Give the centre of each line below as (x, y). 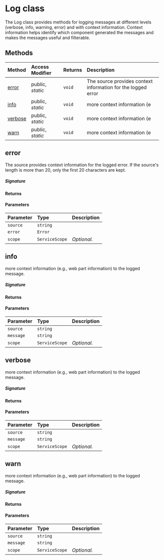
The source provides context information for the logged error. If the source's (82, 165)
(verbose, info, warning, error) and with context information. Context (74, 27)
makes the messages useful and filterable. (48, 38)
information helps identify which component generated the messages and (79, 32)
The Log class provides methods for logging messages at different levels (78, 22)
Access (40, 67)
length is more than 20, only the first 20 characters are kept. (65, 170)
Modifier (41, 73)
